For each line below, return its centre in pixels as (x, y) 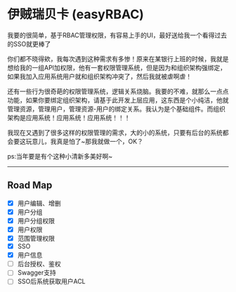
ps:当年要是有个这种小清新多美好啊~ (60, 156)
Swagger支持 (37, 273)
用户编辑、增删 (39, 203)
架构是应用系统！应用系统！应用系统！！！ (69, 117)
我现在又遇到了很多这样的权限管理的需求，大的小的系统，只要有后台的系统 (115, 132)
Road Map (30, 186)
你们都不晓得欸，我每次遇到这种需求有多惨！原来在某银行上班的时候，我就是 (118, 59)
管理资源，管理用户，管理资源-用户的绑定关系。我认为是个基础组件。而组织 (117, 109)
